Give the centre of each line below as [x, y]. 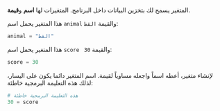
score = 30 [23, 62]
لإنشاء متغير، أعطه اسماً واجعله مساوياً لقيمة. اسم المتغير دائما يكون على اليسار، [110, 75]
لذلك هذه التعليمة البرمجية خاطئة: [50, 83]
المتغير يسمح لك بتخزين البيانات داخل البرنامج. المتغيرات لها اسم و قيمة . [99, 10]
